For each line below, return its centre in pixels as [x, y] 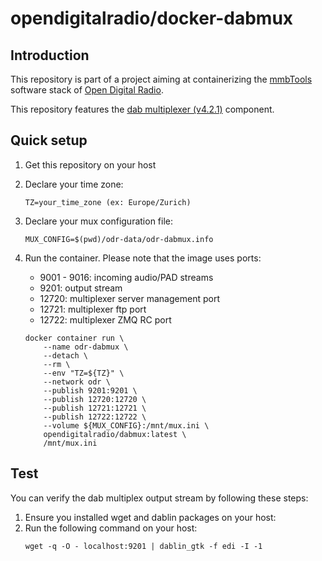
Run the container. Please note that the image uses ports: [143, 258]
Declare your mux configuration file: [99, 221]
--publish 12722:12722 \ [95, 417]
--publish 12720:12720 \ [95, 399]
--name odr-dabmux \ [86, 347]
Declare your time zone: [74, 184]
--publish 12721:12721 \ [95, 408]
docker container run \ [74, 338]
